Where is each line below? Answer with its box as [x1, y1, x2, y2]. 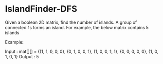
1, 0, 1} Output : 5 [5, 53, 39, 59]
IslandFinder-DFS [5, 3, 77, 15]
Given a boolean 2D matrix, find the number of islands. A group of [5, 19, 137, 25]
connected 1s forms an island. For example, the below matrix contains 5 [5, 24, 149, 30]
